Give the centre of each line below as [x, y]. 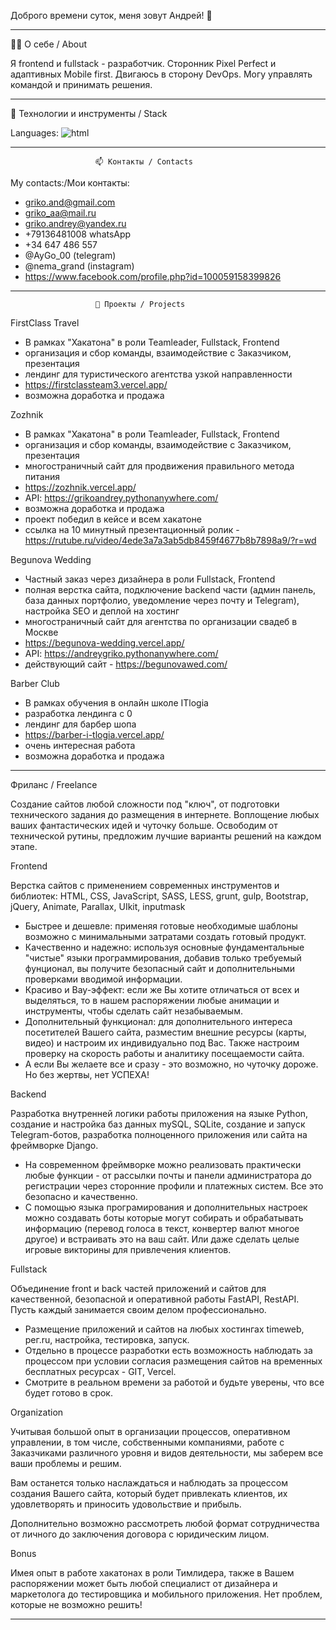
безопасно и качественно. [81, 1196]
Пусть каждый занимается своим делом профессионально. [138, 1309]
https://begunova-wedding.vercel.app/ [104, 643]
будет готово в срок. [68, 1393]
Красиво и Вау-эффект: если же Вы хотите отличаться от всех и [162, 989]
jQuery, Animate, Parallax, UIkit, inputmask [98, 906]
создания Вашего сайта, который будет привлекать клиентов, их [149, 1493]
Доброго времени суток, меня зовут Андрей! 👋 [111, 15]
